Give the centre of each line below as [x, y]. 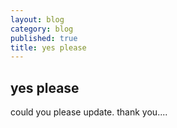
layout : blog [37, 19]
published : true [44, 38]
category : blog [42, 29]
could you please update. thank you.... [89, 112]
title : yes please [48, 47]
